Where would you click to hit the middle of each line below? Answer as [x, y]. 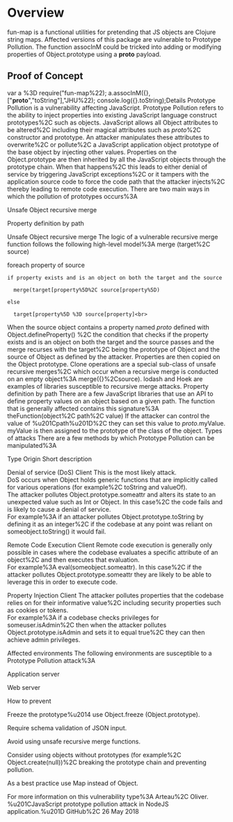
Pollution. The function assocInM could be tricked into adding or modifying [114, 47]
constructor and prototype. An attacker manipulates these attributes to [109, 137]
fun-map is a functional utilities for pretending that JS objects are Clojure [112, 32]
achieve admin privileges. [44, 639]
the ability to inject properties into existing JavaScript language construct [112, 115]
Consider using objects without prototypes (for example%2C [95, 755]
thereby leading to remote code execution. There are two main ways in [109, 188]
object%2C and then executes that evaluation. [73, 559]
